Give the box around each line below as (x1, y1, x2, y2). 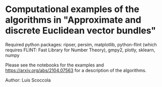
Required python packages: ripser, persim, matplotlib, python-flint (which (5, 41, 157, 47)
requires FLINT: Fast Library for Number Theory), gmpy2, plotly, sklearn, (5, 47, 155, 53)
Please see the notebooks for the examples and (5, 62, 104, 68)
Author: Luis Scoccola (5, 77, 51, 83)
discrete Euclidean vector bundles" (5, 25, 156, 36)
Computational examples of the (5, 4, 139, 15)
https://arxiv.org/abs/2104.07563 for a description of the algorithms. (5, 67, 147, 73)
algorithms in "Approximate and (5, 14, 142, 26)
